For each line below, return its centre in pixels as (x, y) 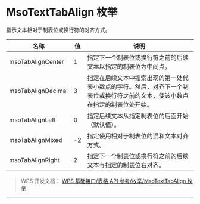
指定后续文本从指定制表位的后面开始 (138, 116)
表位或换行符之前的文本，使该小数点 (138, 95)
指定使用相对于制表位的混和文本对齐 (138, 136)
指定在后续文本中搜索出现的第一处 (135, 78)
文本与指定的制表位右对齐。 (126, 165)
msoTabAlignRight (34, 160)
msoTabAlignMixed (36, 140)
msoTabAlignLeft (33, 120)
